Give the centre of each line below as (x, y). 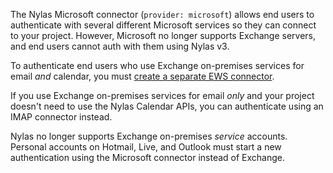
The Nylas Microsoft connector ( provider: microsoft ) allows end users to (162, 14)
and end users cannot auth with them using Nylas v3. (120, 46)
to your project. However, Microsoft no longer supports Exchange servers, (163, 35)
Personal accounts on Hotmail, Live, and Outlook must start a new (146, 147)
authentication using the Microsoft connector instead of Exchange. (148, 157)
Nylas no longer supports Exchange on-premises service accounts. (149, 136)
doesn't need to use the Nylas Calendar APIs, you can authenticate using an (167, 106)
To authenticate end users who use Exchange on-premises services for (157, 65)
